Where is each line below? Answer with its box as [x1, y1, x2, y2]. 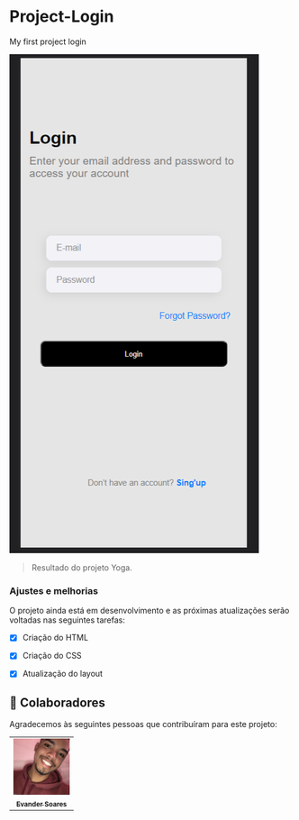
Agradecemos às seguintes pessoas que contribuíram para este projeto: [9, 719, 277, 730]
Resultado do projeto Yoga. [31, 561, 132, 573]
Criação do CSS [22, 651, 83, 661]
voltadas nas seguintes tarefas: [9, 615, 126, 625]
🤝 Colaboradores [9, 695, 106, 710]
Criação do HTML [22, 633, 88, 643]
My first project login [9, 36, 87, 47]
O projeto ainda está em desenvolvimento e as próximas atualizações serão [9, 606, 290, 616]
